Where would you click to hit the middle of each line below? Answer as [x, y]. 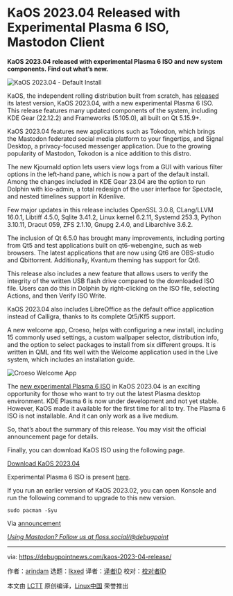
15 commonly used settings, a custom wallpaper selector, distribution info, [113, 337]
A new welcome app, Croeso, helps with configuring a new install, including [115, 330]
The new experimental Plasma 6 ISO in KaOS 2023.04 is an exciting [104, 386]
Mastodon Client [56, 42]
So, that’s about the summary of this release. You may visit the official [107, 429]
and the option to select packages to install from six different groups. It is [112, 344]
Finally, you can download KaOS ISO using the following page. [96, 450]
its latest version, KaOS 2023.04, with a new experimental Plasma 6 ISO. [110, 103]
